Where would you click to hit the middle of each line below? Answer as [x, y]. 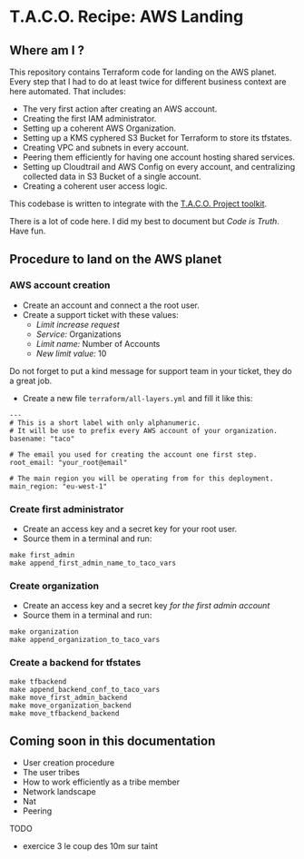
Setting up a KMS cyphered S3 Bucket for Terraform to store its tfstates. [157, 138]
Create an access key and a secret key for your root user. [130, 528]
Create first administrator [67, 508]
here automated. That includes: [68, 91]
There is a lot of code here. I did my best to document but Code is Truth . [144, 221]
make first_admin [42, 555]
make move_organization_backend [70, 706]
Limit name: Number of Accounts [98, 343]
